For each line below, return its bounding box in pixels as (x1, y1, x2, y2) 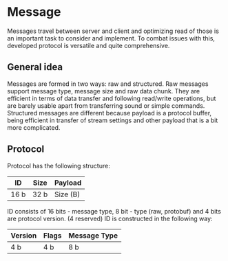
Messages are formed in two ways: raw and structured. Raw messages (7, 80, 209, 88)
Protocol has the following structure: (7, 161, 110, 170)
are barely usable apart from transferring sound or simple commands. (7, 101, 205, 110)
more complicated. (7, 123, 61, 131)
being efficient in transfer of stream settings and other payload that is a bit (7, 116, 218, 124)
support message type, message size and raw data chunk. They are (7, 87, 200, 95)
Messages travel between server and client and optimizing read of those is (7, 27, 219, 35)
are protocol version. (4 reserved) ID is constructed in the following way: (7, 214, 213, 223)
